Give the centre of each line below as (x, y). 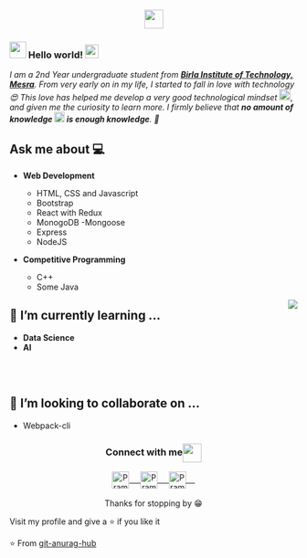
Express (52, 232)
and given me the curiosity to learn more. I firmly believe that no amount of (152, 107)
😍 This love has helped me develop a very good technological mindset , (152, 98)
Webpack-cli (47, 426)
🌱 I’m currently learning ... (85, 316)
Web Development (58, 176)
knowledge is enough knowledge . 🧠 (85, 120)
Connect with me (144, 452)
